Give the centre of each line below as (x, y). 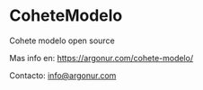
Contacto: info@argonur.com (63, 75)
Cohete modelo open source (62, 40)
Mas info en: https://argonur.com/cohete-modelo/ (101, 58)
